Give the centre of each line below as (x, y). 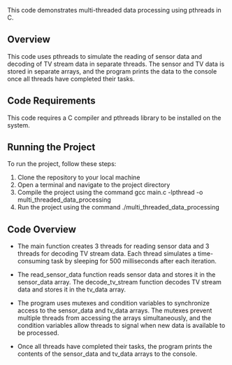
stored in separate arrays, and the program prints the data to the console (112, 71)
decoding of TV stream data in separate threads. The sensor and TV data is (116, 64)
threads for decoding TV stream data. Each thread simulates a (107, 254)
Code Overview (42, 229)
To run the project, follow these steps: (62, 164)
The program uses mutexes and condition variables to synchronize (113, 303)
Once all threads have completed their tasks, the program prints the (115, 347)
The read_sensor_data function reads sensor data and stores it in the (116, 275)
